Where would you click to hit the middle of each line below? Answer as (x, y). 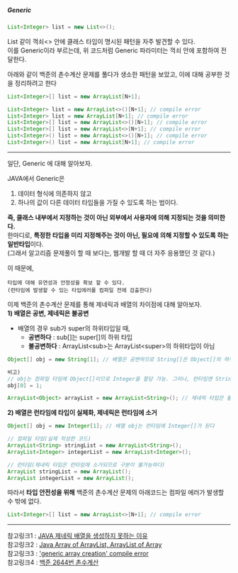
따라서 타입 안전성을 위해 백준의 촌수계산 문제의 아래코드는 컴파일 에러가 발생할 (116, 492)
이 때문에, (21, 268)
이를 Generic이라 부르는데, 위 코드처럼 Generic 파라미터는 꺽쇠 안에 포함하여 (113, 50)
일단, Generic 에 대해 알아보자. (50, 163)
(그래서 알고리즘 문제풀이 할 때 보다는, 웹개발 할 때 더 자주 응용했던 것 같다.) (111, 252)
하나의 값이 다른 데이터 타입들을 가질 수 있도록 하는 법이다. (98, 202)
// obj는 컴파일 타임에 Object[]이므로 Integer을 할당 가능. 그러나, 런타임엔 (110, 379)
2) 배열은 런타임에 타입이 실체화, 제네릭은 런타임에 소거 (82, 413)
